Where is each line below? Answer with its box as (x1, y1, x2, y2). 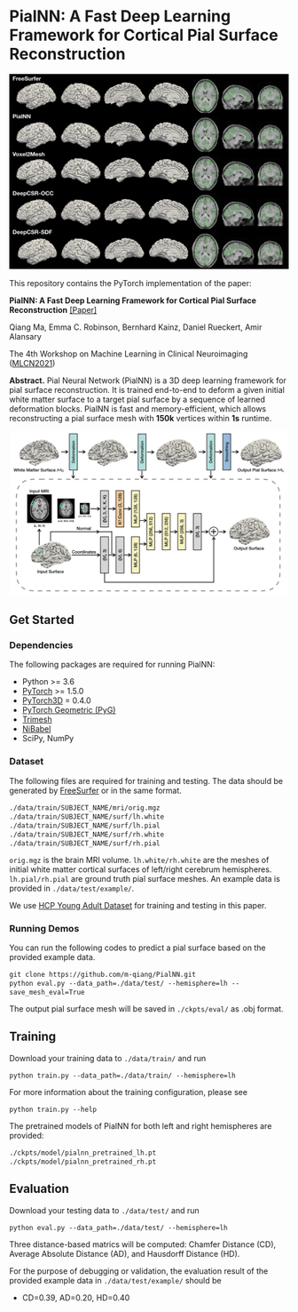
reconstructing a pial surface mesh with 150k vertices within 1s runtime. (9, 413, 272, 424)
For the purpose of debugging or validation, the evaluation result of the (9, 1265, 269, 1276)
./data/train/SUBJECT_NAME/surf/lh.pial (9, 820, 161, 830)
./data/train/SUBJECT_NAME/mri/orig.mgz (9, 803, 161, 812)
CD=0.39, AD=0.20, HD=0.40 (21, 1292, 130, 1303)
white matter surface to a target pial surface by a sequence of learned (9, 394, 266, 405)
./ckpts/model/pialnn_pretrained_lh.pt (9, 1148, 157, 1157)
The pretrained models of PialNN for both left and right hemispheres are (9, 1120, 272, 1131)
